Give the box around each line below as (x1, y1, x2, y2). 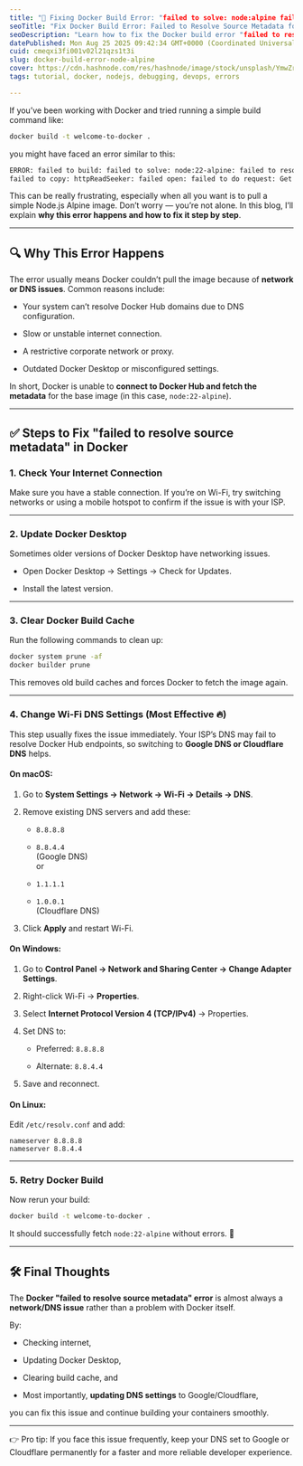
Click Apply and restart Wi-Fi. (22, 922, 133, 933)
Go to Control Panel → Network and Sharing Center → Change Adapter (22, 963, 292, 974)
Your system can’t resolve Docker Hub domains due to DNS (22, 301, 244, 312)
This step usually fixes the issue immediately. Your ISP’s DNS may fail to (9, 729, 277, 740)
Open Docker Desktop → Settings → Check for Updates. (22, 566, 232, 577)
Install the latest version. (22, 583, 114, 594)
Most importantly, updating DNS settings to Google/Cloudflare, (22, 1390, 259, 1401)
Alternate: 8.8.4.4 (35, 1060, 104, 1072)
